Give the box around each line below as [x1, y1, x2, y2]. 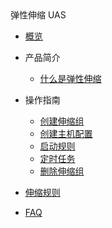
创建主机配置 [39, 128, 93, 139]
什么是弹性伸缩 [39, 73, 102, 84]
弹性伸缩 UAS [10, 9, 67, 21]
